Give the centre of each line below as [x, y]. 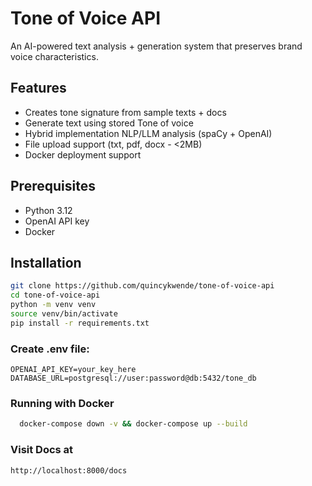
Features [38, 88]
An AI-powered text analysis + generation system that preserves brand [156, 46]
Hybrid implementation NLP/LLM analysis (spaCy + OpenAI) [148, 133]
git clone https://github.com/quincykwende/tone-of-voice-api [142, 286]
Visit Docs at [42, 450]
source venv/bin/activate [64, 314]
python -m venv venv [53, 305]
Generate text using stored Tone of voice [109, 123]
